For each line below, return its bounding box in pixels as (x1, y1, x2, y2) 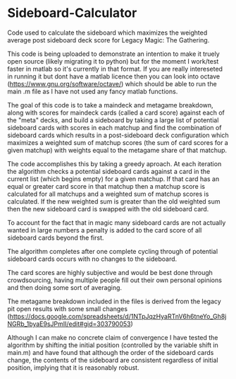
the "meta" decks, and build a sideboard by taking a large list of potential (7, 115, 219, 124)
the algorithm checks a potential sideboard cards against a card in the (7, 167, 211, 175)
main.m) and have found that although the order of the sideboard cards (7, 348, 214, 356)
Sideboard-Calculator (7, 5, 137, 21)
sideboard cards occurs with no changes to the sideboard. (7, 255, 178, 263)
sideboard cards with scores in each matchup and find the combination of (7, 123, 222, 132)
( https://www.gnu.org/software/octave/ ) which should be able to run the (7, 79, 217, 88)
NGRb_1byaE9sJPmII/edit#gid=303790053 (7, 320, 131, 328)
